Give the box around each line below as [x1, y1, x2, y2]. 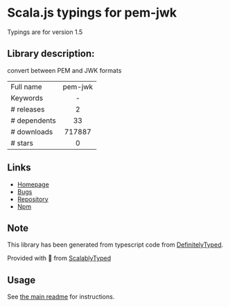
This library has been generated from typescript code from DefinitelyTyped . [7, 240, 224, 249]
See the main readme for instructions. [7, 292, 115, 301]
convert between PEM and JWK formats [7, 66, 122, 74]
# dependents [10, 116, 57, 125]
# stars [10, 138, 33, 148]
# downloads [10, 127, 53, 137]
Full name [10, 82, 43, 91]
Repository [17, 195, 48, 203]
